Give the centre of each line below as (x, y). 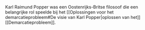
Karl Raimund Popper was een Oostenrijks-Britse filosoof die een (72, 7)
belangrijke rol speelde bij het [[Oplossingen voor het (60, 12)
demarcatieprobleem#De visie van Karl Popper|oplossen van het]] (73, 17)
